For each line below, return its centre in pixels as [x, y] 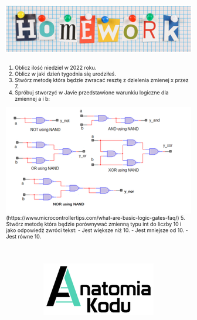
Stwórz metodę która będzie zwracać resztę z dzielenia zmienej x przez [101, 80]
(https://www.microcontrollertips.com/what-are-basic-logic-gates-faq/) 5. [96, 217]
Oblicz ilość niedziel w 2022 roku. [55, 68]
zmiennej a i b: [32, 99]
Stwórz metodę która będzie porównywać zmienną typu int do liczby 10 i [94, 224]
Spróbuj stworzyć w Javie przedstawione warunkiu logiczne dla [91, 93]
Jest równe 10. [24, 236]
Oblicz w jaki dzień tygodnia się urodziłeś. [65, 74]
